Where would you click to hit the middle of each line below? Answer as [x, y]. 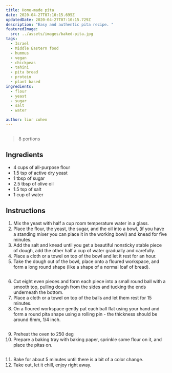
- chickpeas [23, 63]
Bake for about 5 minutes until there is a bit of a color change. [78, 359]
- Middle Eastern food [35, 48]
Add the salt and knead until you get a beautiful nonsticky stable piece [88, 245]
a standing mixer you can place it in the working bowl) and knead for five [90, 234]
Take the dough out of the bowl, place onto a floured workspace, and [86, 261]
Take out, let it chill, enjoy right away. [52, 365]
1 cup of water [28, 194]
